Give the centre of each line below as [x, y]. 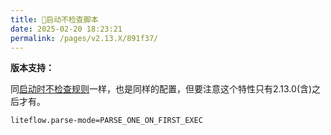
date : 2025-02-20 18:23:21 [66, 29]
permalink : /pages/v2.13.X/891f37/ [84, 38]
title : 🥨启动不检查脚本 [54, 19]
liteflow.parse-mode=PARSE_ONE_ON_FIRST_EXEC [106, 121]
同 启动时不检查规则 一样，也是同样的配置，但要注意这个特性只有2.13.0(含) [161, 89]
